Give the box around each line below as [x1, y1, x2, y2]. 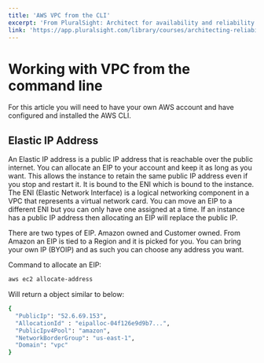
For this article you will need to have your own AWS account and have [8, 103, 234, 112]
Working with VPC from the [8, 60, 191, 78]
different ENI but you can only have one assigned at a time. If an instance [8, 205, 245, 214]
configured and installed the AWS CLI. [8, 111, 131, 120]
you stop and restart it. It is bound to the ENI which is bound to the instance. [8, 180, 255, 189]
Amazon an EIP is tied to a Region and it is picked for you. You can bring [8, 236, 241, 246]
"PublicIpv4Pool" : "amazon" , [15, 327, 111, 335]
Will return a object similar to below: [8, 290, 124, 299]
